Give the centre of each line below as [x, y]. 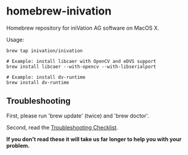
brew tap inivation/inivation [45, 51]
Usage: [15, 39]
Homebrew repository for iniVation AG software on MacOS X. [83, 28]
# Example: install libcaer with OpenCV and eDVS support [81, 61]
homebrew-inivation [59, 11]
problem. [18, 145]
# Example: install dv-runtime [46, 77]
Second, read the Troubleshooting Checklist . [62, 127]
